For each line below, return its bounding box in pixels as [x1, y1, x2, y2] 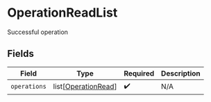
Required [124, 68, 155, 78]
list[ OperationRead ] [53, 82, 117, 92]
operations [10, 83, 47, 91]
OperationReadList [7, 5, 118, 21]
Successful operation [7, 28, 68, 36]
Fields [7, 48, 35, 60]
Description [160, 68, 201, 78]
